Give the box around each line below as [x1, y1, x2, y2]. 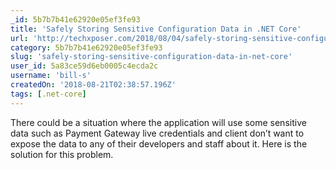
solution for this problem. [10, 148, 114, 160]
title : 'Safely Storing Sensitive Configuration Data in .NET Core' [10, 24, 302, 34]
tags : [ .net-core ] [10, 89, 87, 99]
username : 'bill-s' [10, 71, 92, 81]
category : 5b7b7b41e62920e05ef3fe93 [10, 42, 163, 53]
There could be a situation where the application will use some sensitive [10, 116, 307, 128]
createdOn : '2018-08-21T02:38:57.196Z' [10, 80, 177, 90]
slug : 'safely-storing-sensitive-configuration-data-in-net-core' [10, 52, 293, 62]
